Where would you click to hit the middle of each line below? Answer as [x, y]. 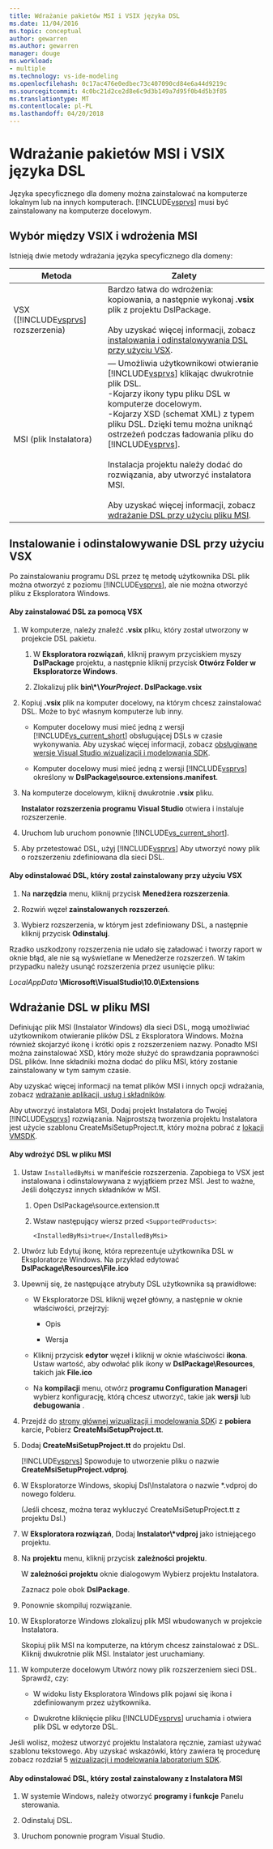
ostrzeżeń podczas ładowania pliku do [180, 434]
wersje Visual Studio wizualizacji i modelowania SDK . [122, 752]
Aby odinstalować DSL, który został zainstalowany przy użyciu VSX [126, 876]
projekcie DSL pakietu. [58, 638]
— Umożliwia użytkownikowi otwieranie [183, 363]
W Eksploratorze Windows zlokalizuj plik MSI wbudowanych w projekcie [141, 1621]
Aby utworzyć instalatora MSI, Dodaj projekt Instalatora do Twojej [118, 1110]
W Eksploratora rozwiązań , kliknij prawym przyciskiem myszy [137, 654]
